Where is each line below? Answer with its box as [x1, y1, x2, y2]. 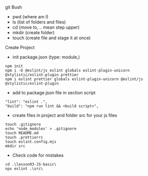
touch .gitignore [5, 122, 41, 127]
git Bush [5, 4, 22, 10]
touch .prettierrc [5, 135, 43, 140]
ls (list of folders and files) [12, 19, 66, 25]
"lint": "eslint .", [5, 99, 48, 104]
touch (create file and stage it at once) [12, 35, 91, 41]
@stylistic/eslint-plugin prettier [5, 72, 79, 77]
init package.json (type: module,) [12, 54, 80, 60]
